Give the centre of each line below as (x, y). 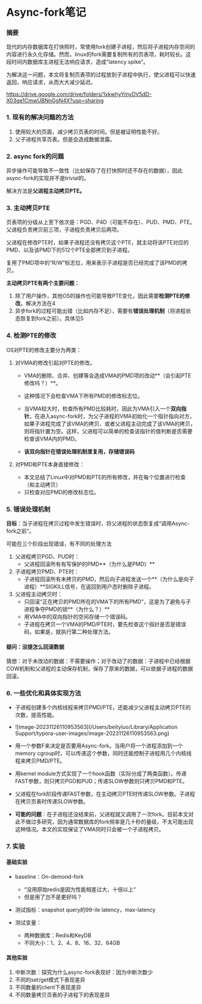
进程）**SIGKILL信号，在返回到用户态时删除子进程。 (89, 586)
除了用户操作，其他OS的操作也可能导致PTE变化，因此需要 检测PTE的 (100, 296)
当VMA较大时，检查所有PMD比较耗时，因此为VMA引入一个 (97, 408)
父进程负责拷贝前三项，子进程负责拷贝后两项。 (64, 230)
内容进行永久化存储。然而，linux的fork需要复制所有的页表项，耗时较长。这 (99, 54)
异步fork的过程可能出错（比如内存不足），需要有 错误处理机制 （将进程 (100, 311)
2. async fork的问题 (35, 156)
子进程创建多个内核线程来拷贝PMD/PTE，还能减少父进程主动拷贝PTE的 (103, 707)
